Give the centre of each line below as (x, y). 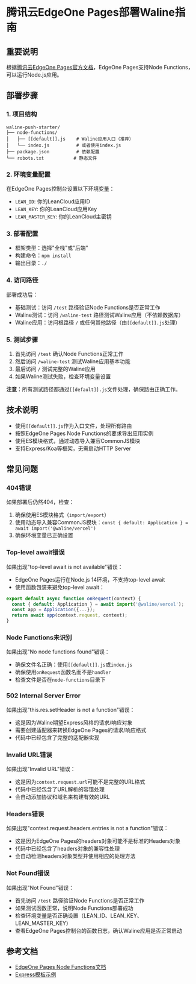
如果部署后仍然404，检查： (40, 502)
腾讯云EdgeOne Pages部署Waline (91, 12)
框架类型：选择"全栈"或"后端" (51, 248)
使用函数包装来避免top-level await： (60, 587)
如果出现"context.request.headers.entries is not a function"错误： (87, 828)
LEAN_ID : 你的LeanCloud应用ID (52, 201)
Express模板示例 (35, 974)
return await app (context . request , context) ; (70, 615)
